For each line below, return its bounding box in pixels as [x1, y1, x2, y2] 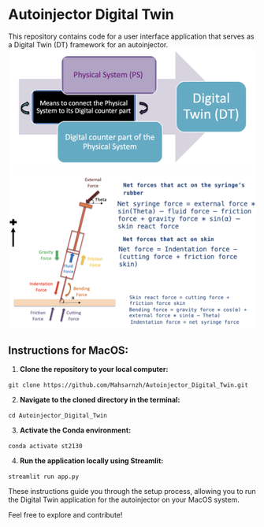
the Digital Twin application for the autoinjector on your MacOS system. [8, 495, 240, 505]
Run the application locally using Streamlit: [19, 456, 164, 466]
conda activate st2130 [8, 443, 83, 451]
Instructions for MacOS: [8, 343, 128, 357]
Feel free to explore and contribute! [8, 510, 123, 520]
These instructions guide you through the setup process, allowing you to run [8, 487, 256, 496]
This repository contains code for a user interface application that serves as [8, 32, 255, 41]
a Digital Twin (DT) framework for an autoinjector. [8, 39, 169, 49]
